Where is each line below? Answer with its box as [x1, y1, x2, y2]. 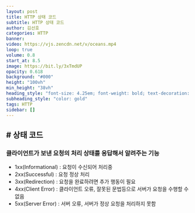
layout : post [6, 8, 38, 15]
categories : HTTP [6, 31, 49, 36]
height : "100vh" [6, 80, 46, 86]
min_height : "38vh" [6, 85, 54, 91]
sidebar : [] [6, 107, 35, 113]
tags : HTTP [6, 101, 33, 107]
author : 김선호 [6, 25, 40, 31]
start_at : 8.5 [6, 58, 41, 63]
